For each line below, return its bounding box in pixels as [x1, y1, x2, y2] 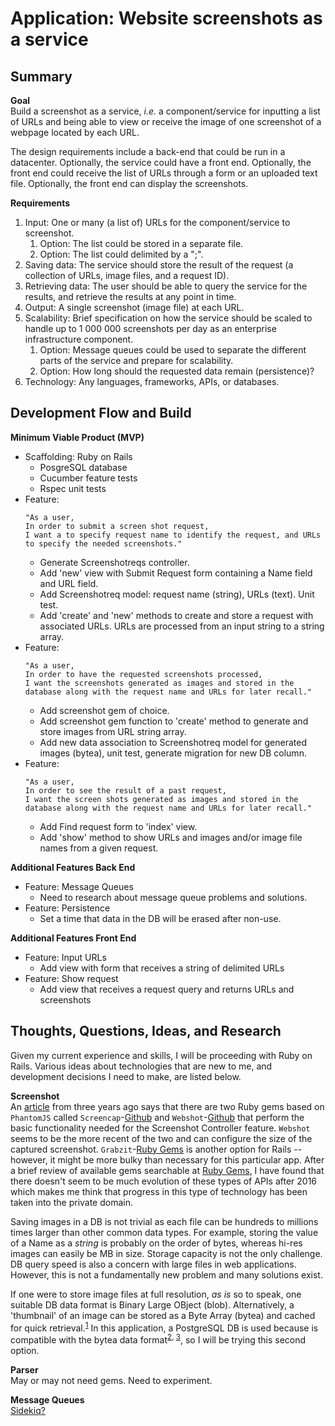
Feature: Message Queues [24, 880, 134, 892]
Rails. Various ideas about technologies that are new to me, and [10, 1060, 273, 1072]
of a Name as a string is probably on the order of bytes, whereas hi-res [10, 1237, 303, 1249]
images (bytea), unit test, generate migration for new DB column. [39, 747, 307, 759]
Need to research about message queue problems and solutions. [39, 891, 308, 903]
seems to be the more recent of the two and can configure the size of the [10, 1132, 313, 1144]
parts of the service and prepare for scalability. [39, 355, 234, 366]
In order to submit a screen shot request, [24, 521, 210, 531]
